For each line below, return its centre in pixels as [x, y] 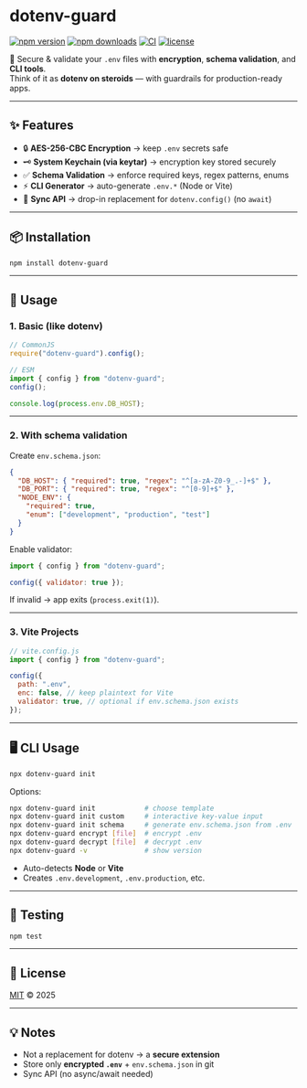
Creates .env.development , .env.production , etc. [114, 878]
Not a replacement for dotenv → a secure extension [121, 1055]
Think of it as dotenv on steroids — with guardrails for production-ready [146, 78]
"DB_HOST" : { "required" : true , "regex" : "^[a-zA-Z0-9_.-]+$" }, [145, 481]
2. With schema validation [69, 435]
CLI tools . [28, 69]
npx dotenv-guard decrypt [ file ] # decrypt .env [106, 842]
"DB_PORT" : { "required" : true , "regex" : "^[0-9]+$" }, [126, 489]
